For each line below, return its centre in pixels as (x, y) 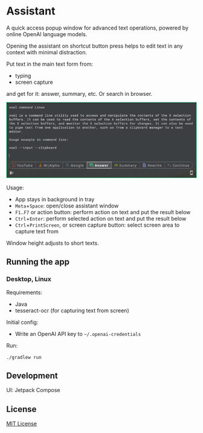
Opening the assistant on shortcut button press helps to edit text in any (95, 46)
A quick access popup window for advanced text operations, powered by (98, 28)
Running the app (38, 262)
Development (32, 375)
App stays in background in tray (55, 199)
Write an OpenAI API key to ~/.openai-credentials (78, 333)
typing (23, 75)
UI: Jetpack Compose (33, 390)
